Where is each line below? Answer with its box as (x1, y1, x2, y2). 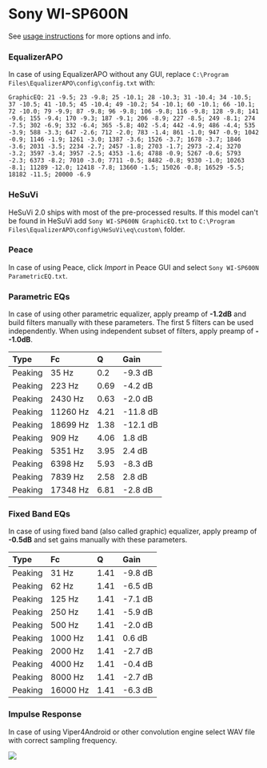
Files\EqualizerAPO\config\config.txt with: (8, 78, 156, 88)
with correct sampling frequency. (8, 735, 118, 745)
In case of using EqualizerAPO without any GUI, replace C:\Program (8, 70, 229, 79)
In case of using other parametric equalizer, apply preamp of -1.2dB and (8, 309, 246, 319)
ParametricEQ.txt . (8, 271, 68, 280)
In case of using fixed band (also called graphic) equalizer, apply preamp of (8, 526, 257, 537)
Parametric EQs (8, 291, 70, 302)
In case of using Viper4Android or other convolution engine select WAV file (8, 726, 256, 737)
